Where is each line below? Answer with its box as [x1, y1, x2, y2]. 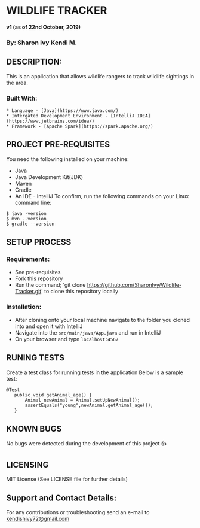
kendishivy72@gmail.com [6, 515, 70, 523]
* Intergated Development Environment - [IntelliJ [6, 113, 135, 119]
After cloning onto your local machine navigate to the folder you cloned [14, 316, 190, 323]
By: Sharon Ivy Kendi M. [6, 38, 78, 47]
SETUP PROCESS [6, 237, 72, 247]
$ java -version [6, 210, 47, 216]
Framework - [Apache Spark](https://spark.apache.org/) [11, 123, 153, 129]
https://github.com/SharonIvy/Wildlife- [87, 281, 182, 289]
